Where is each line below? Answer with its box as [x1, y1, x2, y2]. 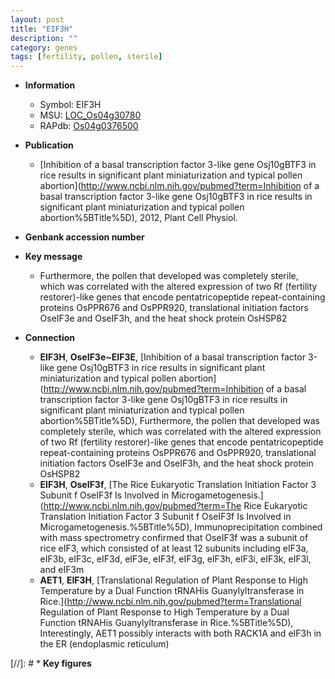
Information [24, 79, 76, 91]
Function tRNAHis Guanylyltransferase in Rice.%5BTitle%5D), [39, 617, 294, 629]
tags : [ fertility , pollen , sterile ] [10, 52, 163, 62]
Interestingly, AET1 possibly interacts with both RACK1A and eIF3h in [39, 627, 322, 640]
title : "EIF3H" [10, 24, 74, 34]
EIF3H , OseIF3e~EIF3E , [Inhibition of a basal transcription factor [39, 351, 306, 363]
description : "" [10, 33, 78, 43]
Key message [24, 251, 83, 263]
